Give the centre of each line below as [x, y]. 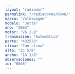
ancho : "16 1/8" [21, 55]
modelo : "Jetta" [21, 23]
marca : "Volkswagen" [26, 18]
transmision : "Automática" [32, 37]
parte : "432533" [21, 41]
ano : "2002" [17, 28]
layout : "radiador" [25, 9]
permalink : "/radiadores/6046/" [38, 14]
